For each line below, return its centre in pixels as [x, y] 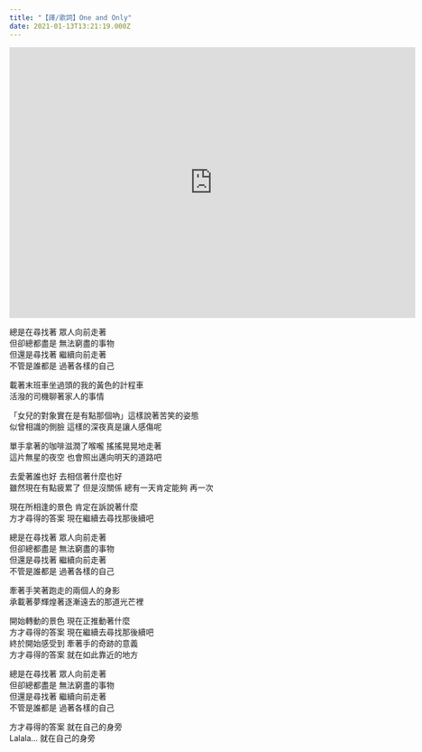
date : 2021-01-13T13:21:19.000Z [70, 26]
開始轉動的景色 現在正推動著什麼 [70, 620]
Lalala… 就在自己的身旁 [53, 738]
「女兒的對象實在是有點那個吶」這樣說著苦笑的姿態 [104, 415]
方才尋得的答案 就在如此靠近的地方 [73, 655]
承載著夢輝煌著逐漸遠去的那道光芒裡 [77, 601]
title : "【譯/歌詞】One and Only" [71, 18]
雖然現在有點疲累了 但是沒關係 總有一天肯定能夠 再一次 [111, 487]
